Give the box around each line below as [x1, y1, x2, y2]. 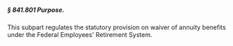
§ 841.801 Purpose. [7, 6, 65, 14]
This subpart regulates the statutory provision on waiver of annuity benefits [7, 23, 227, 31]
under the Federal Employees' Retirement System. [7, 30, 153, 38]
